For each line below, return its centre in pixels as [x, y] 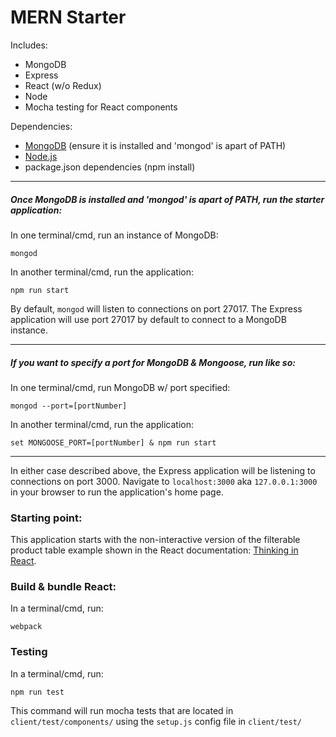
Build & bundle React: [63, 587]
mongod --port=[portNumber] [69, 406]
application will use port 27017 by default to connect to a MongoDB [148, 319]
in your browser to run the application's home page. [117, 492]
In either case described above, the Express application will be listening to [163, 470]
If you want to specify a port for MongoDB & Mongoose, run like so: [153, 362]
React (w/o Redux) [63, 85]
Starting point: [46, 518]
